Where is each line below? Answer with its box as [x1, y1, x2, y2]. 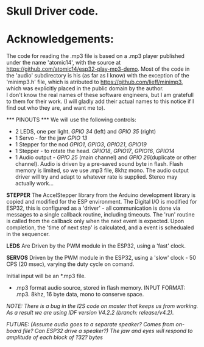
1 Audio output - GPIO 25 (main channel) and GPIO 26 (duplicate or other [15, 154, 197, 161]
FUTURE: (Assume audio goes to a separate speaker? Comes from [6, 321, 175, 328]
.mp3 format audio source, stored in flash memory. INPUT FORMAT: [15, 284, 186, 292]
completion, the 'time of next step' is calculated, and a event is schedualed [6, 224, 194, 231]
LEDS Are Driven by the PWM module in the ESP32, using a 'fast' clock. [6, 242, 186, 249]
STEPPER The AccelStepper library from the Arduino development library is [6, 191, 196, 199]
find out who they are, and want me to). [6, 104, 105, 112]
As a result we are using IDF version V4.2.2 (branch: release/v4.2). [6, 309, 174, 317]
